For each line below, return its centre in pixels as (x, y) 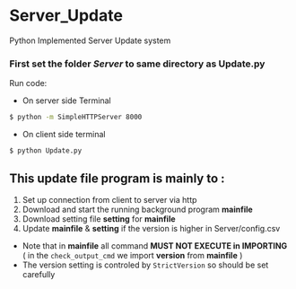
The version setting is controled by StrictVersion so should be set (145, 265)
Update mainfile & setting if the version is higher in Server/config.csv (151, 228)
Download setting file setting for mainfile (99, 219)
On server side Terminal (66, 101)
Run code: (28, 83)
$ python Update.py (46, 151)
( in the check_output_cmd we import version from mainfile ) (132, 255)
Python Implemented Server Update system (90, 40)
